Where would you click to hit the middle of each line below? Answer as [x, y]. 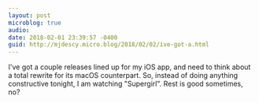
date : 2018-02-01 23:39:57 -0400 [63, 37]
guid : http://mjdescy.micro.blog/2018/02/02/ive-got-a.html [109, 45]
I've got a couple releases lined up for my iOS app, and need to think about [129, 67]
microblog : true [35, 23]
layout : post [30, 15]
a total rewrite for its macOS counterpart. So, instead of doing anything [123, 75]
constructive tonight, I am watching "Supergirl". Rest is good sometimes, [126, 84]
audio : [19, 30]
